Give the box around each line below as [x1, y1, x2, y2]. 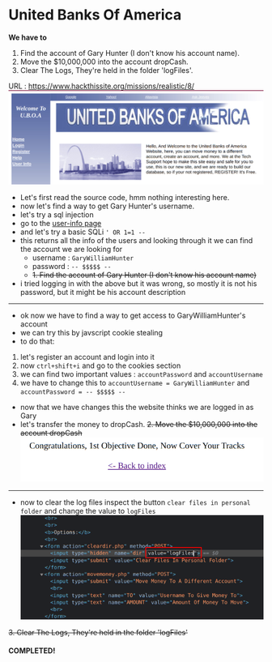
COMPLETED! [8, 646, 56, 656]
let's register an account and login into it [19, 352, 155, 362]
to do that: [19, 336, 55, 346]
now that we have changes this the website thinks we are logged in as [19, 403, 254, 412]
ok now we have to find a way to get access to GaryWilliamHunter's [19, 310, 246, 321]
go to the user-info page [19, 219, 102, 228]
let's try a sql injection [19, 210, 95, 220]
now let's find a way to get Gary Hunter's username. [19, 201, 195, 211]
